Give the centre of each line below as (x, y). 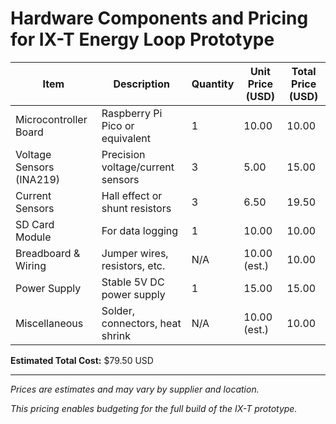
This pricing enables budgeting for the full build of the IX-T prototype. (154, 408)
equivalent (126, 138)
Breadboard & (48, 253)
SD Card (35, 224)
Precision (123, 154)
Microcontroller (51, 119)
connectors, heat (141, 323)
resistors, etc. (133, 265)
